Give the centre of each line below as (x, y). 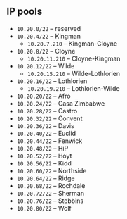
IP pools (25, 12)
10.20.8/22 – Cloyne (46, 51)
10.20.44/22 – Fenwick (49, 141)
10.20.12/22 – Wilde (46, 65)
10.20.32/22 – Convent (49, 118)
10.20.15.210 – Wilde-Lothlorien (74, 73)
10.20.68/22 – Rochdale (51, 185)
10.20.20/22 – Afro (44, 96)
